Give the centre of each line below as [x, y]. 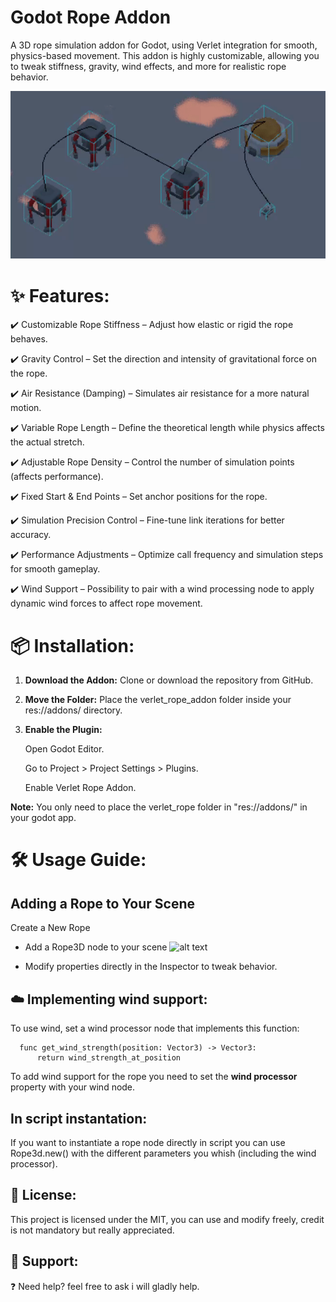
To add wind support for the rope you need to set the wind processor [154, 1077]
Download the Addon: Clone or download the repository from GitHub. [169, 680]
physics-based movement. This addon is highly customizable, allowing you [165, 55]
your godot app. [43, 818]
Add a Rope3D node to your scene [96, 947]
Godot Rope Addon [91, 17]
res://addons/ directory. [73, 710]
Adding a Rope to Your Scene [103, 903]
